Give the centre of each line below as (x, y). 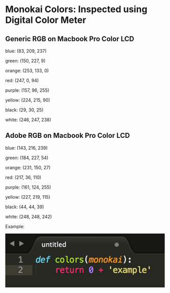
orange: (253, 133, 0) (27, 70)
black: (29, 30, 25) (25, 110)
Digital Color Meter (46, 20)
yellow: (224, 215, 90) (28, 100)
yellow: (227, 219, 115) (28, 197)
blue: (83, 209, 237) (26, 51)
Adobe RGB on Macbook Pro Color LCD (68, 136)
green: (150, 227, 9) (25, 61)
